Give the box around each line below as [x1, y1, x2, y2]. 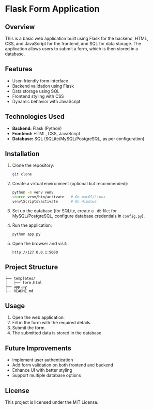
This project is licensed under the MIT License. [5, 399, 99, 405]
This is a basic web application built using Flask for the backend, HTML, [5, 35, 149, 41]
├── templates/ [5, 276, 36, 281]
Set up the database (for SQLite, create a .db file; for [12, 207, 117, 214]
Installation [5, 150, 40, 158]
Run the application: [12, 222, 52, 228]
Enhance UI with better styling [12, 367, 73, 373]
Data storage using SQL [12, 88, 60, 94]
